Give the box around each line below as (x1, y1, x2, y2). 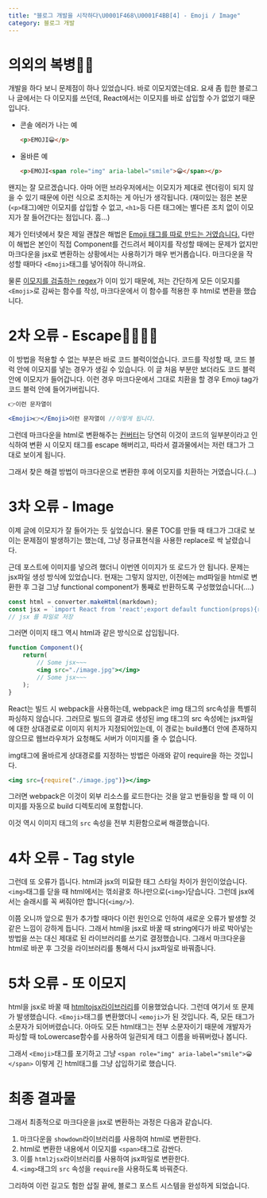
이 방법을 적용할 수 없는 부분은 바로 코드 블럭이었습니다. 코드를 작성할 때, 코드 (8, 355, 248, 364)
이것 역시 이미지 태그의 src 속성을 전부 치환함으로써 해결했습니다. (8, 818, 210, 828)
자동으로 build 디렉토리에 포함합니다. (29, 801, 143, 811)
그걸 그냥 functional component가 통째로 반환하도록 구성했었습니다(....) (31, 582, 254, 591)
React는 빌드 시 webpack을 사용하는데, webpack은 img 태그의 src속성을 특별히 (8, 704, 257, 713)
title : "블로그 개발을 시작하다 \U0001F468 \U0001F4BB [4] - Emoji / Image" (8, 11, 241, 20)
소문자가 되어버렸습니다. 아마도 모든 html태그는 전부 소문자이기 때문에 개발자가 (8, 1022, 252, 1032)
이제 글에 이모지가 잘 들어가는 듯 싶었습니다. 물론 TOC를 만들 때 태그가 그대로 (8, 525, 248, 535)
